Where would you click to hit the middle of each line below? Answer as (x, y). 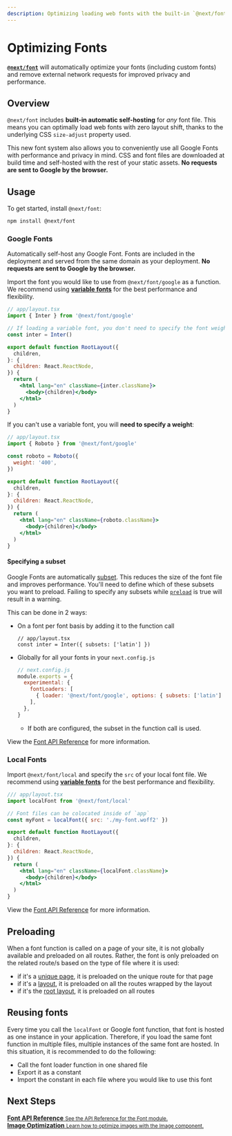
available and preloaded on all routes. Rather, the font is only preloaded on (113, 956)
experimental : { (47, 683)
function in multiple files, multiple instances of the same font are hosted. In (113, 1044)
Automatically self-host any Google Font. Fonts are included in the (101, 254)
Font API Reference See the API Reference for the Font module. (87, 1118)
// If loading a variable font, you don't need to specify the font (108, 328)
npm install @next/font (41, 221)
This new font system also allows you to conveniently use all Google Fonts (113, 148)
